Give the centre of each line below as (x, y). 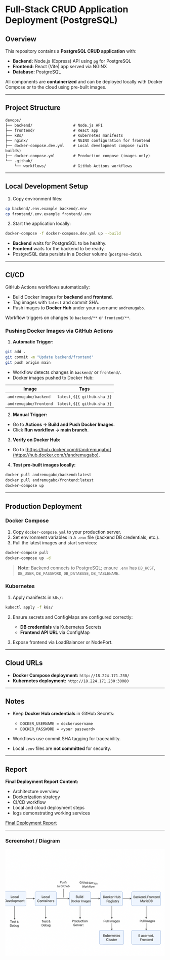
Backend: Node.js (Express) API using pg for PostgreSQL (72, 61)
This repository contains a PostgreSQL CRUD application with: (71, 51)
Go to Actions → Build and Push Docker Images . (64, 425)
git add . (16, 352)
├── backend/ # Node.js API (54, 125)
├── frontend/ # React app (52, 130)
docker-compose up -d (28, 558)
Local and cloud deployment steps (49, 808)
